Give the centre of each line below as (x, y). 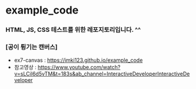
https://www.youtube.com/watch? (79, 67)
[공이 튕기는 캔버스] (32, 47)
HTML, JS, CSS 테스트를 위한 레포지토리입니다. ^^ (73, 30)
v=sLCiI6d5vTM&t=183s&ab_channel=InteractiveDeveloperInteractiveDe (102, 74)
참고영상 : (25, 67)
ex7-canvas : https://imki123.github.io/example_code (78, 60)
